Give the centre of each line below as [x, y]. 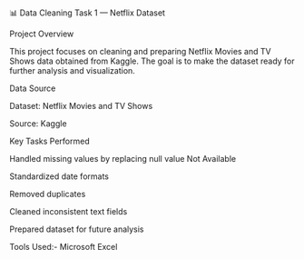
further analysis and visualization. [73, 70]
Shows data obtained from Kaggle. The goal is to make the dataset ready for [152, 61]
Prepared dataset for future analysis [77, 229]
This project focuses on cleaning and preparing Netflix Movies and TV [140, 51]
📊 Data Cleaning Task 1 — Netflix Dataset [88, 13]
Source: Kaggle [38, 124]
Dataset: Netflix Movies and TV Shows [81, 106]
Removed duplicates [48, 194]
